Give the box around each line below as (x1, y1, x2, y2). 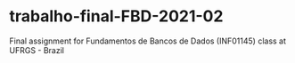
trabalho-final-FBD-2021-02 (9, 6, 224, 27)
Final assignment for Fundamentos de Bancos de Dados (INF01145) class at (9, 35, 287, 46)
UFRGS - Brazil (9, 44, 65, 55)
